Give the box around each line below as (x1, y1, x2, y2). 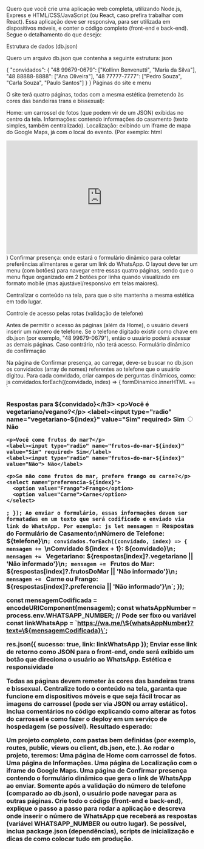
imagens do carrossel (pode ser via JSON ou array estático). (6, 699, 188, 708)
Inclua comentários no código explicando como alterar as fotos (6, 707, 196, 715)
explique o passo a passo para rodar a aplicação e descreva (6, 804, 186, 813)
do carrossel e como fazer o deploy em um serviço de (6, 714, 168, 723)
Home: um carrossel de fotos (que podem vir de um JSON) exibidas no (6, 109, 184, 116)
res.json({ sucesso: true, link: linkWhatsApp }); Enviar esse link (6, 640, 197, 649)
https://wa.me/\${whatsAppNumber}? (76, 619, 194, 627)
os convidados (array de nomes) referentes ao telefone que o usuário (6, 365, 180, 373)
